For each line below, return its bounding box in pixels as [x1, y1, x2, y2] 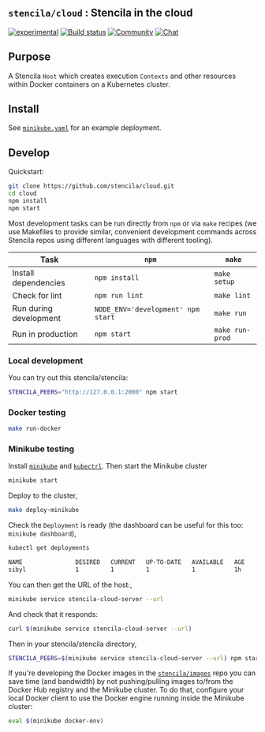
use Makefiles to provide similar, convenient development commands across [8, 226, 257, 236]
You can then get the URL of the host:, [8, 580, 132, 589]
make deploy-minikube [8, 506, 80, 514]
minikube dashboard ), [8, 528, 77, 539]
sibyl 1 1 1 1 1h [8, 566, 242, 573]
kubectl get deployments [8, 544, 90, 552]
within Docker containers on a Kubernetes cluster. [8, 79, 171, 89]
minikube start [8, 476, 58, 484]
